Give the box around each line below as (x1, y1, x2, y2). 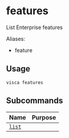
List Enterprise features (6, 24, 63, 31)
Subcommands (6, 96, 63, 106)
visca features (6, 79, 44, 85)
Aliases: (6, 35, 25, 42)
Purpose (31, 113, 56, 121)
